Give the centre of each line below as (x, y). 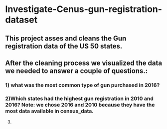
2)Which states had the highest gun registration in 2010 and (79, 98)
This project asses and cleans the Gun (66, 38)
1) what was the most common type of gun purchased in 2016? (83, 85)
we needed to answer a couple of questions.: (77, 71)
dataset (21, 20)
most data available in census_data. (49, 111)
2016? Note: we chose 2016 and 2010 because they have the (80, 104)
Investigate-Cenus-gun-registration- (84, 9)
